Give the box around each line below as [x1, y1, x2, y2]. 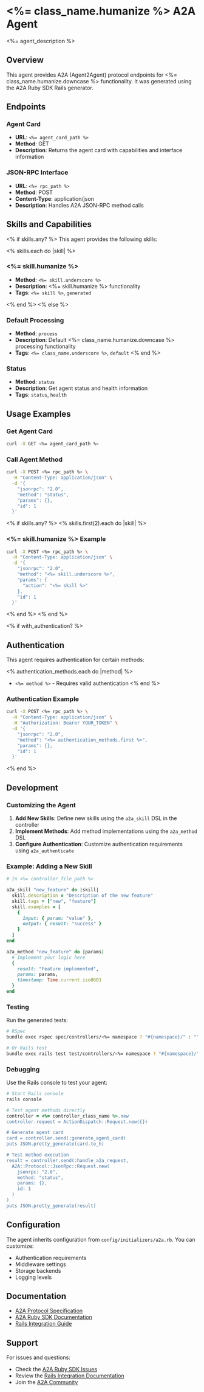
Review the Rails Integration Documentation [15, 1372, 124, 1379]
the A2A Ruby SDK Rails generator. [6, 84, 94, 91]
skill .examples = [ [12, 903, 61, 910]
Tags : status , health [15, 391, 67, 398]
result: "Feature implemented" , [17, 966, 99, 972]
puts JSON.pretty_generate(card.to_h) [6, 1141, 104, 1147]
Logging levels [15, 1273, 52, 1281]
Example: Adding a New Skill [6, 862, 92, 871]
